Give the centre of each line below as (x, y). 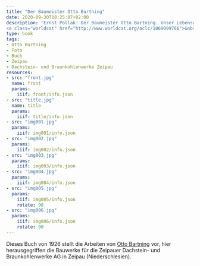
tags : (13, 39)
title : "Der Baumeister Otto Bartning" (56, 12)
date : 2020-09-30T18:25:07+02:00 (48, 17)
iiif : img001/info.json (46, 133)
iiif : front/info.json (45, 94)
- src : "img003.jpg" (32, 155)
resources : (20, 72)
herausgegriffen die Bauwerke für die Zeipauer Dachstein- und (83, 250)
